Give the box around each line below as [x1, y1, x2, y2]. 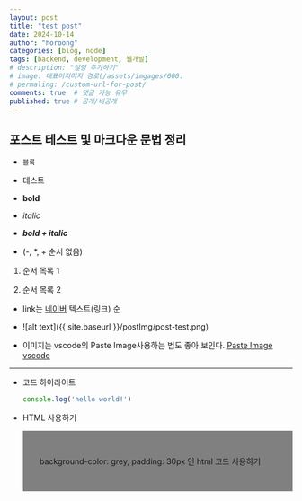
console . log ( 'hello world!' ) [22, 395, 132, 404]
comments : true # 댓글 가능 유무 [9, 88, 128, 97]
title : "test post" [9, 22, 83, 31]
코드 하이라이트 [22, 377, 76, 388]
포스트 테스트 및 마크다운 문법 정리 [9, 132, 187, 147]
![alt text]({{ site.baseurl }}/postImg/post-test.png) [22, 321, 209, 332]
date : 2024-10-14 [9, 30, 75, 39]
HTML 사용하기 [22, 412, 77, 423]
